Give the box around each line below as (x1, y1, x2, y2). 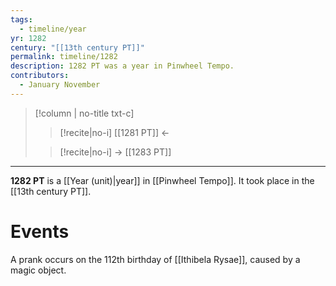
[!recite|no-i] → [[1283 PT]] (59, 146, 172, 158)
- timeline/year (19, 24, 87, 34)
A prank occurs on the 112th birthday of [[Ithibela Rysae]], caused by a (10, 253, 301, 265)
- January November (19, 80, 101, 90)
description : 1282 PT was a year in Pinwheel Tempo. (10, 61, 235, 71)
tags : (10, 14, 33, 25)
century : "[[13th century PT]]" (10, 42, 145, 53)
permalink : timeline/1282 (10, 52, 118, 62)
